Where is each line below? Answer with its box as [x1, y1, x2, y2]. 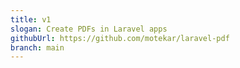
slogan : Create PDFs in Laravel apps [10, 24, 168, 34]
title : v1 [10, 14, 52, 25]
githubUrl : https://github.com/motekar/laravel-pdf [10, 33, 230, 43]
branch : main [10, 42, 65, 53]
